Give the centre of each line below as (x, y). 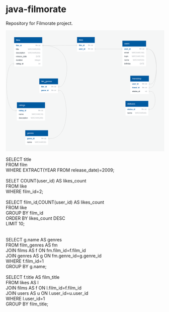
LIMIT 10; (15, 224)
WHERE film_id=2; (25, 192)
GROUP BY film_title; (27, 304)
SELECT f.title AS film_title (33, 277)
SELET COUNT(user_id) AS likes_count (46, 181)
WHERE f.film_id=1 (25, 261)
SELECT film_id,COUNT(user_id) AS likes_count (55, 202)
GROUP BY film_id (25, 213)
